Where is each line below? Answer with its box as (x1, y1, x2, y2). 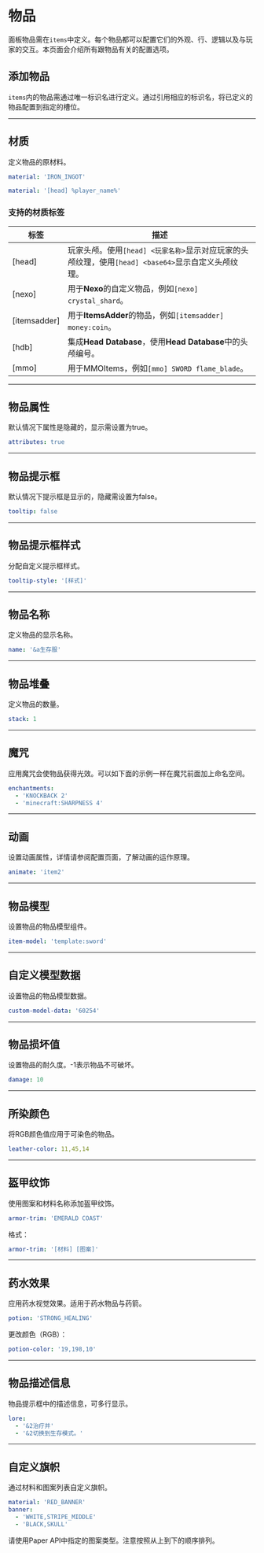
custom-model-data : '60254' (8, 1007, 101, 1015)
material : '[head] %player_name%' (8, 187, 122, 195)
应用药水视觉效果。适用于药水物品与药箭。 (8, 1299, 146, 1308)
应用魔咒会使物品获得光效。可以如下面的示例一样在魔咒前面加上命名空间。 (8, 768, 249, 778)
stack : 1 (8, 715, 37, 723)
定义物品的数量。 (8, 700, 64, 709)
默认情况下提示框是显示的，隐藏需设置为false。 (8, 492, 162, 501)
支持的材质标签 (8, 207, 65, 218)
